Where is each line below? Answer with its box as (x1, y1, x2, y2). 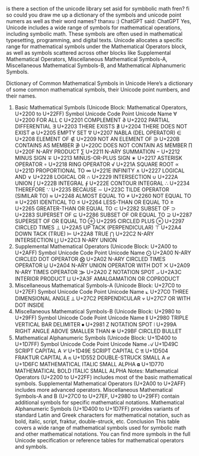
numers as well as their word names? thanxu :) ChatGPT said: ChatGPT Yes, (6, 18, 191, 24)
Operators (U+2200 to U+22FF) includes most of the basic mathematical (14, 374, 192, 380)
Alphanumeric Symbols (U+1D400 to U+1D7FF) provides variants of (14, 405, 180, 412)
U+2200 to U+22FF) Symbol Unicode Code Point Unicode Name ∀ (14, 110, 178, 117)
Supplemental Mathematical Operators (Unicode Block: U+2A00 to (14, 243, 178, 250)
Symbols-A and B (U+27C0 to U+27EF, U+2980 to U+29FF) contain (14, 392, 179, 400)
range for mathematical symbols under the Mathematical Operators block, (6, 43, 187, 50)
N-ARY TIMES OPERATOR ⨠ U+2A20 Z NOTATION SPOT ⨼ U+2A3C (14, 269, 182, 275)
